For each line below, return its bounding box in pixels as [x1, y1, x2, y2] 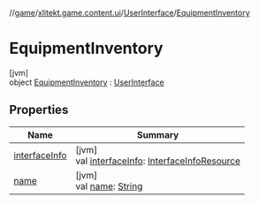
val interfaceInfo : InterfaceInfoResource [74, 155, 241, 167]
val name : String [74, 180, 143, 193]
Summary [136, 128, 179, 140]
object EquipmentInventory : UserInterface [9, 77, 165, 87]
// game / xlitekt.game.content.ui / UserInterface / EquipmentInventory [9, 8, 250, 18]
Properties [9, 102, 69, 117]
